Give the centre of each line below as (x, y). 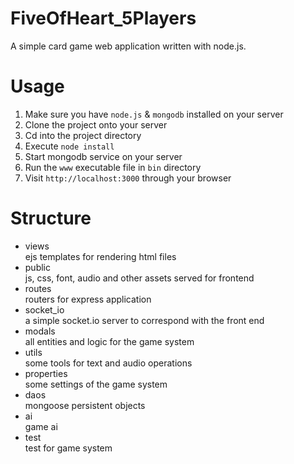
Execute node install (69, 146)
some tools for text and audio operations (108, 363)
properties (46, 373)
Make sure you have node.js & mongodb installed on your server (154, 114)
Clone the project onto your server (96, 124)
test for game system (68, 448)
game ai (41, 426)
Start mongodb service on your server (103, 156)
